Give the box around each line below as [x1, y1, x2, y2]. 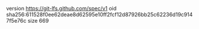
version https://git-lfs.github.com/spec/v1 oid [6, 5, 117, 12]
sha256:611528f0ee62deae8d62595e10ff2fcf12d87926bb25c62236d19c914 [6, 11, 193, 18]
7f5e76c [6, 17, 27, 24]
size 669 [27, 17, 49, 24]
